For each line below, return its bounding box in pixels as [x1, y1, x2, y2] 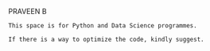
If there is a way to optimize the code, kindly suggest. [8, 35, 204, 43]
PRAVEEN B [8, 7, 47, 16]
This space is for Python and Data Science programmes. [8, 22, 197, 30]
